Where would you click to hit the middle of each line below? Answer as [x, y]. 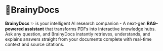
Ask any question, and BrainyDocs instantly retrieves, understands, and [78, 34]
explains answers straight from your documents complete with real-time [79, 39]
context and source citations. [35, 44]
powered [14, 29]
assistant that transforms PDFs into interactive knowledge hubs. [90, 29]
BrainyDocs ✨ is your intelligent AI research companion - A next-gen [75, 23]
